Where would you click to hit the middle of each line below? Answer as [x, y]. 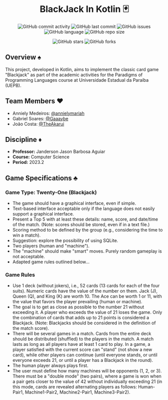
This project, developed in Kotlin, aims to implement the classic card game [82, 69]
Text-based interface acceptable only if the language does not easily [83, 209]
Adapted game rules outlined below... [51, 262]
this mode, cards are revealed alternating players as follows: [74, 387]
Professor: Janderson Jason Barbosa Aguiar [59, 152]
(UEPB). [13, 85]
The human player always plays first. [50, 365]
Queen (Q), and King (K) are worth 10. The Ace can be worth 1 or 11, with [87, 296]
